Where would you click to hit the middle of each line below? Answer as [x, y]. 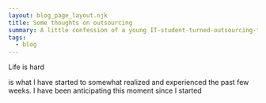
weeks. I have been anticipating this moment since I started [105, 90]
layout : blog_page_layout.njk [58, 15]
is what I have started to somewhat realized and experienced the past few [129, 83]
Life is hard [27, 67]
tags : [17, 37]
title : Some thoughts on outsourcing [70, 23]
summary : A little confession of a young [78, 30]
